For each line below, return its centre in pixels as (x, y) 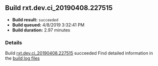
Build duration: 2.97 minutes (41, 30)
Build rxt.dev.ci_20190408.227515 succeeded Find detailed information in (79, 53)
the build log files (23, 58)
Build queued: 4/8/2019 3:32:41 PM (48, 25)
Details (14, 42)
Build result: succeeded (35, 19)
